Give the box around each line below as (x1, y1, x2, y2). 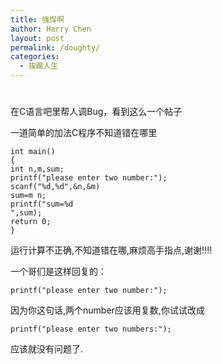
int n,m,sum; (10, 164, 65, 175)
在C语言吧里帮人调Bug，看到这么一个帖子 (10, 106, 183, 118)
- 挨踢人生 (19, 61, 59, 71)
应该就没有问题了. (10, 343, 84, 355)
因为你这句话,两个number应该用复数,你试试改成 (10, 304, 205, 316)
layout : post (10, 33, 65, 43)
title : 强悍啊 (10, 14, 65, 25)
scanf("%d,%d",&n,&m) (10, 182, 101, 192)
